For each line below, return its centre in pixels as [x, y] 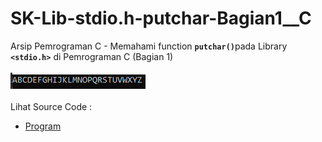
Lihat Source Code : [51, 106]
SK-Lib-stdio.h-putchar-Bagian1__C [161, 18]
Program [43, 126]
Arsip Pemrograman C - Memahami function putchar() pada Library [149, 46]
